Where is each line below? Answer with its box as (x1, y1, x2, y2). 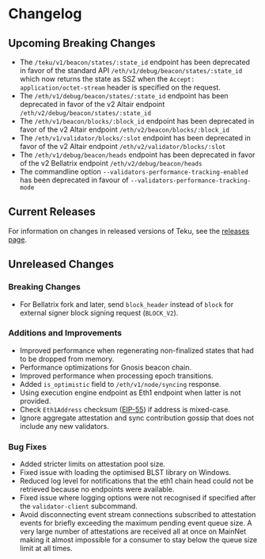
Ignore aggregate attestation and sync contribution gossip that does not (19, 413, 255, 423)
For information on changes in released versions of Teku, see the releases (8, 226, 250, 235)
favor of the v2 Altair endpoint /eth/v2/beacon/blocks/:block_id (19, 124, 229, 134)
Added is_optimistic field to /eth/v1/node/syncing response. (19, 379, 221, 389)
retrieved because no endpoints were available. (19, 484, 175, 494)
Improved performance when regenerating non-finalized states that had (19, 346, 255, 355)
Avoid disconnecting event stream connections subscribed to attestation (19, 510, 256, 519)
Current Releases (8, 205, 97, 219)
